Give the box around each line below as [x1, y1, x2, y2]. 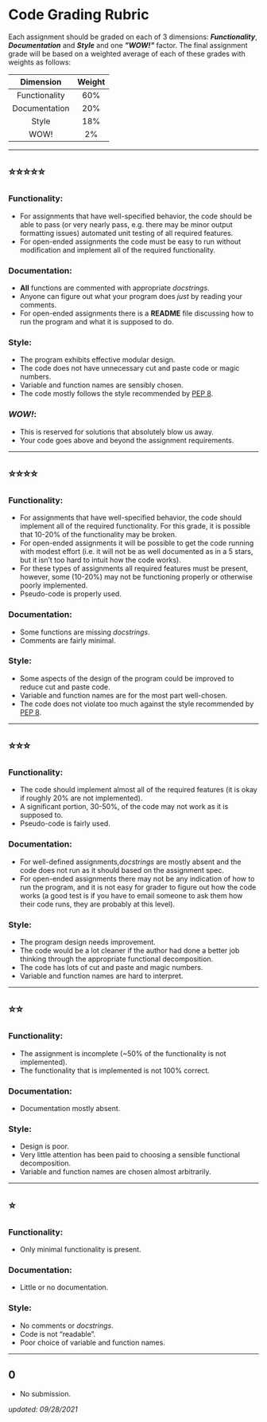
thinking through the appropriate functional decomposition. [19, 954, 214, 964]
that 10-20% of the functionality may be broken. [19, 530, 177, 540]
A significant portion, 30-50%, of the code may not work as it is [19, 802, 229, 811]
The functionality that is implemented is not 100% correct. [19, 1066, 211, 1075]
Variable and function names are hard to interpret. [19, 971, 184, 981]
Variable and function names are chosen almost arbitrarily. [19, 1167, 211, 1176]
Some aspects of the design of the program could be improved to [19, 674, 234, 683]
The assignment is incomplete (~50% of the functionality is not [19, 1048, 226, 1058]
